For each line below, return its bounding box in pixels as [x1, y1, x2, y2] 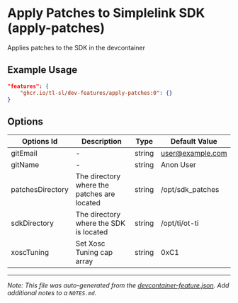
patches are [75, 189, 115, 199]
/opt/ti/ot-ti [160, 218, 199, 228]
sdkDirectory [11, 218, 55, 228]
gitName [11, 160, 40, 170]
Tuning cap [75, 248, 113, 258]
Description [81, 137, 122, 147]
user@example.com [160, 149, 227, 159]
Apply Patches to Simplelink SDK [7, 5, 205, 21]
